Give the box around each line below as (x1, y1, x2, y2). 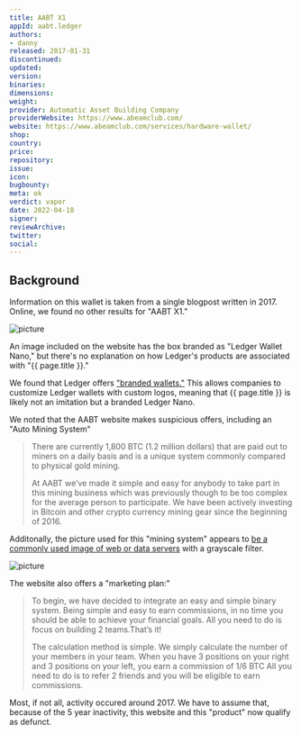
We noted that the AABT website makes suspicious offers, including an (9, 414, 272, 425)
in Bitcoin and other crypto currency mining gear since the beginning (31, 506, 287, 518)
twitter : (9, 231, 42, 240)
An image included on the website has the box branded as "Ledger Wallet (9, 341, 283, 352)
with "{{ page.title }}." (9, 360, 89, 371)
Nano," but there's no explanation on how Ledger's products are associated (9, 350, 290, 361)
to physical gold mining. (31, 460, 121, 471)
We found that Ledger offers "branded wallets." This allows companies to (9, 377, 281, 388)
